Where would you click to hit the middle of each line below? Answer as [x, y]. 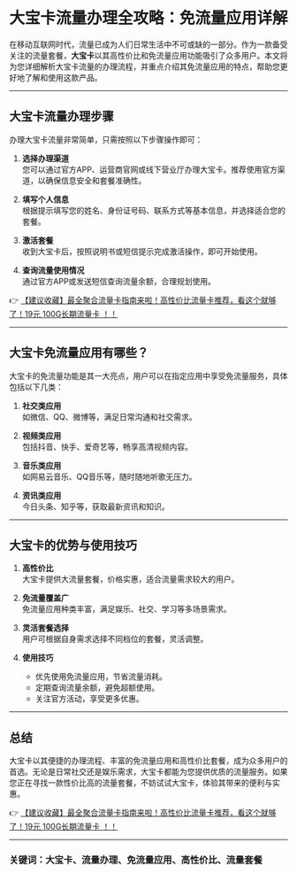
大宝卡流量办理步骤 [61, 116]
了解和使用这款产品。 [63, 77]
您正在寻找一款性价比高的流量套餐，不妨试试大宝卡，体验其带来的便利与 [141, 783]
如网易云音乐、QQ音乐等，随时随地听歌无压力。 [109, 476]
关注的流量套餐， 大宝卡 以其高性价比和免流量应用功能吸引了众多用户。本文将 [148, 55]
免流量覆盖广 [45, 598]
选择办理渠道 [45, 158]
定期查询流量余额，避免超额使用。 [97, 688]
